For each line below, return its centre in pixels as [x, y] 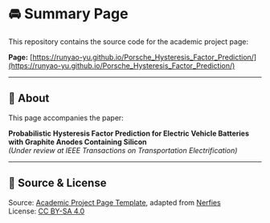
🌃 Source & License [57, 183]
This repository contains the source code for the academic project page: [129, 41]
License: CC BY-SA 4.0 [47, 211]
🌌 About [29, 98]
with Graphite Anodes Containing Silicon [78, 142]
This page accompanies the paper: [66, 118]
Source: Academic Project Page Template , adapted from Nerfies [115, 202]
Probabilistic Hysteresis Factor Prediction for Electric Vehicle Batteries [129, 133]
